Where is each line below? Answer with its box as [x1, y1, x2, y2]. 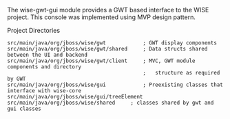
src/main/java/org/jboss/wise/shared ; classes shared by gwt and [7, 99, 214, 106]
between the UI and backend [7, 51, 88, 58]
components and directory [7, 64, 81, 70]
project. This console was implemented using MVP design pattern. [7, 13, 196, 21]
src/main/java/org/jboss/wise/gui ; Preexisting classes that [7, 81, 224, 88]
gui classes [7, 105, 41, 112]
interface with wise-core [7, 88, 81, 94]
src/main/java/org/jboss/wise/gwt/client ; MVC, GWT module [7, 57, 196, 64]
